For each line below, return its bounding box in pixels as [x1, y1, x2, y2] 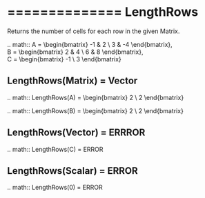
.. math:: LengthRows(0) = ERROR [7, 184, 103, 192]
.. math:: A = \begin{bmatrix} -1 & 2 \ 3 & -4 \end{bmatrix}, [7, 40, 173, 48]
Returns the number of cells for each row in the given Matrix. [7, 27, 180, 35]
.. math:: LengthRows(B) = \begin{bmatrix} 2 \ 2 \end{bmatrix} [7, 106, 184, 115]
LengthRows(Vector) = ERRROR [7, 127, 146, 139]
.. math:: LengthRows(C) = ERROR [7, 145, 104, 153]
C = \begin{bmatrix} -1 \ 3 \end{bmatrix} [7, 55, 122, 63]
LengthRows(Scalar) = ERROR [7, 165, 138, 177]
